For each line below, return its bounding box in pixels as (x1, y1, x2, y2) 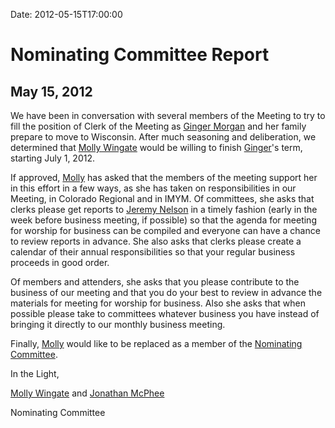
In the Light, (10, 368, 60, 379)
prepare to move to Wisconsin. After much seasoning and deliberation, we (10, 131, 317, 143)
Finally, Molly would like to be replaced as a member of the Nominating (10, 338, 303, 349)
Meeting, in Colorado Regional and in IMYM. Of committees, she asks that (10, 193, 315, 204)
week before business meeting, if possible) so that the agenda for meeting (10, 214, 317, 226)
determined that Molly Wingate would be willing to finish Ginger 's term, (10, 142, 303, 153)
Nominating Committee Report (10, 44, 270, 66)
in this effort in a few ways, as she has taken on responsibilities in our (10, 182, 297, 194)
